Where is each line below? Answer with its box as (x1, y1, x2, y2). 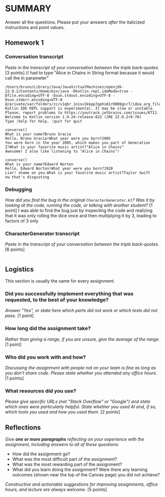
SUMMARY (5, 3, 52, 14)
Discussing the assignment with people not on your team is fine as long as (5, 365, 156, 370)
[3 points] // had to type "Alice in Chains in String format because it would (5, 70, 155, 76)
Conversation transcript (5, 53, 64, 60)
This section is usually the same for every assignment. (5, 278, 115, 284)
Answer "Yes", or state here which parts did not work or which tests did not (5, 308, 158, 314)
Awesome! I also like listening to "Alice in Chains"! (5, 149, 120, 154)
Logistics (5, 265, 34, 273)
